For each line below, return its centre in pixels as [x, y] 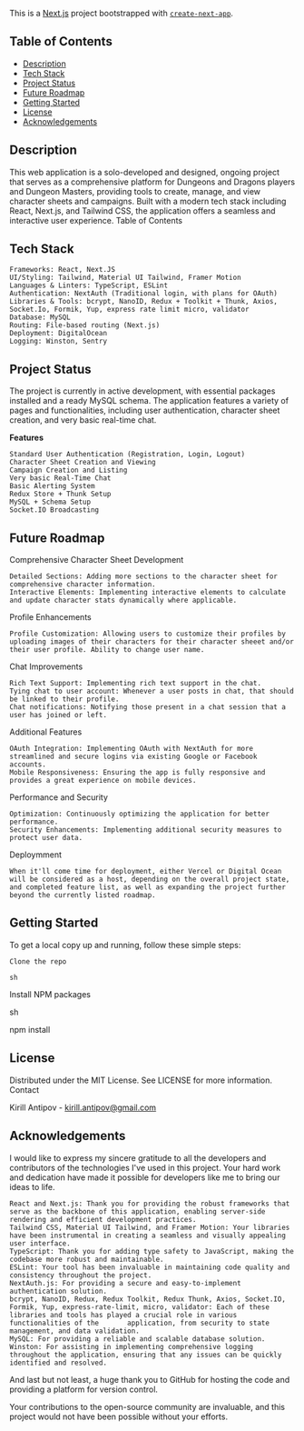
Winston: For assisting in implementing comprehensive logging [132, 1346]
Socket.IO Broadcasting [54, 510]
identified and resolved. [58, 1363]
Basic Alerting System [52, 486]
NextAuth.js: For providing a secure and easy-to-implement [126, 1283]
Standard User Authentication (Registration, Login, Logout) [127, 455]
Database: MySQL [40, 317]
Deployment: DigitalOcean [58, 334]
